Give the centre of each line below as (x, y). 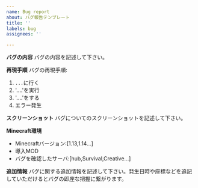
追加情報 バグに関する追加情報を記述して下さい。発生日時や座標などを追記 (99, 171)
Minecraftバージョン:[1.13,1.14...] (54, 144)
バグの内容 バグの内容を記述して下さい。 (57, 57)
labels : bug (21, 29)
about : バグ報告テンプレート (38, 17)
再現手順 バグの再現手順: (37, 70)
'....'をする (27, 98)
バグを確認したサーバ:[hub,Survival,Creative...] (73, 159)
